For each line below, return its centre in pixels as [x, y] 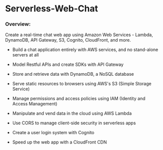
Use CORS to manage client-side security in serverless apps [74, 123]
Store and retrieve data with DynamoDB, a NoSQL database [73, 74]
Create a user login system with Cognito [53, 133]
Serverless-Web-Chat [52, 9]
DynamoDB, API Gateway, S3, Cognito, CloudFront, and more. [68, 40]
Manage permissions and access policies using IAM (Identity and [79, 99]
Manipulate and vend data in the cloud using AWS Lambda [72, 113]
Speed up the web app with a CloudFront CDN [60, 142]
